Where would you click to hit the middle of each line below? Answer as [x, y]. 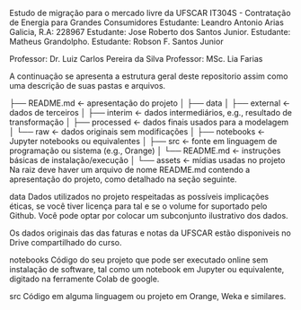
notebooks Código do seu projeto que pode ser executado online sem [139, 260]
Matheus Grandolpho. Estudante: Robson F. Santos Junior [116, 41]
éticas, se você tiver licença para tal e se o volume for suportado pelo [138, 206]
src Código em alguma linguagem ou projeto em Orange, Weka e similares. [148, 296]
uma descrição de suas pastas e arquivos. [88, 86]
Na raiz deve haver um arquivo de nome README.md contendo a [130, 170]
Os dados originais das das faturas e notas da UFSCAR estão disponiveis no [150, 233]
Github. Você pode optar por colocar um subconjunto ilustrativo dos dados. [149, 215]
